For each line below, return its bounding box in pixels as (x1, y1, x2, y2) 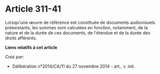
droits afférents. (5, 35, 37, 41)
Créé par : (5, 54, 24, 59)
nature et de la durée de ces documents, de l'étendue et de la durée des (5, 30, 150, 36)
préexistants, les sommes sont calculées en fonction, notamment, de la (5, 24, 148, 30)
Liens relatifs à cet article (5, 44, 58, 50)
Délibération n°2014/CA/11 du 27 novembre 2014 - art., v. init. (12, 63, 135, 69)
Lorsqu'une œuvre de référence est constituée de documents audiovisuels (5, 19, 156, 25)
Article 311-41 (5, 3, 61, 15)
